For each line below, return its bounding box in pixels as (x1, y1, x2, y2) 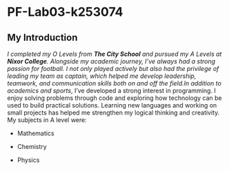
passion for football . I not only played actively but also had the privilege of (7, 65, 219, 72)
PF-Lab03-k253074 (7, 4, 123, 20)
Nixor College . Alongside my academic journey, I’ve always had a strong (7, 57, 216, 66)
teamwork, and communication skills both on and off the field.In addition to (7, 79, 222, 87)
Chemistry (17, 143, 47, 150)
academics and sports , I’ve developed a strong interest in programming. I (7, 87, 216, 94)
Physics (17, 156, 40, 164)
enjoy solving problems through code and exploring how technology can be (7, 94, 222, 102)
